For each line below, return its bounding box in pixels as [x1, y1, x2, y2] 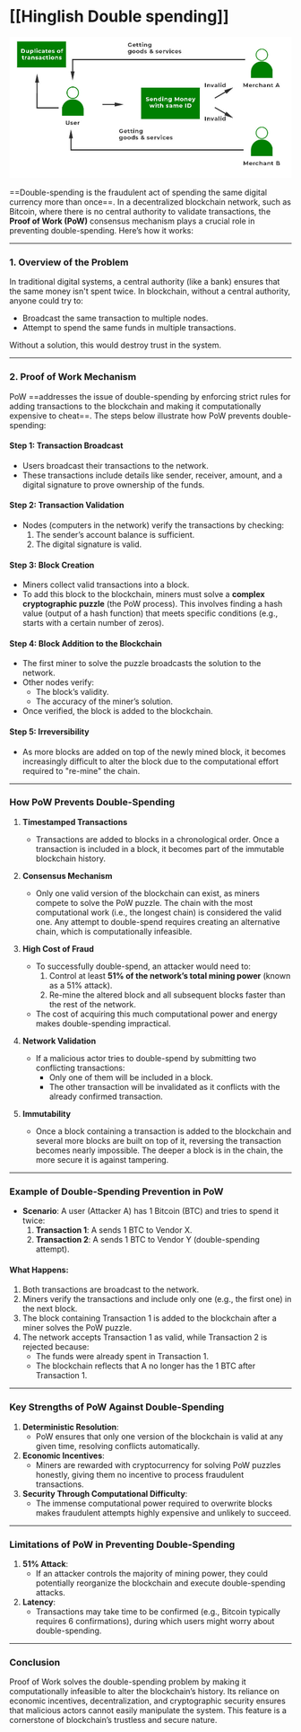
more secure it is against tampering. [35, 1154, 169, 1165]
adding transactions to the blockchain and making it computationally [9, 400, 262, 411]
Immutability [21, 1108, 72, 1119]
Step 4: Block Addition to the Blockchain [9, 637, 163, 648]
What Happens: [9, 1264, 69, 1275]
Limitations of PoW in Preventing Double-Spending [9, 1538, 236, 1551]
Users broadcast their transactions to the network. [21, 460, 209, 470]
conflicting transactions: [35, 1062, 125, 1073]
